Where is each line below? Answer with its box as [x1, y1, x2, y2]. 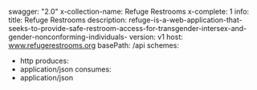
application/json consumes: [19, 65, 112, 74]
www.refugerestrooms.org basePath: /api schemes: [8, 41, 179, 50]
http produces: [19, 56, 70, 65]
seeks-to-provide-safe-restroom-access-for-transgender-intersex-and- [8, 24, 247, 33]
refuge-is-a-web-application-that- [128, 15, 243, 25]
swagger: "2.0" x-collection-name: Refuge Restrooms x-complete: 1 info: [8, 7, 250, 16]
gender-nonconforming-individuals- [8, 32, 128, 41]
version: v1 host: [128, 32, 183, 41]
